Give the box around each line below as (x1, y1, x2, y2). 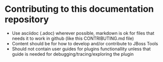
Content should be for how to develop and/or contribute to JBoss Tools (11, 40, 158, 46)
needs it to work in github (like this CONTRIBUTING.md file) (11, 35, 134, 41)
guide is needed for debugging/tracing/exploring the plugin (11, 51, 134, 57)
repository (4, 14, 49, 25)
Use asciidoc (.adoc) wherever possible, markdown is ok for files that (11, 30, 155, 36)
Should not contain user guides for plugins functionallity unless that (11, 46, 151, 52)
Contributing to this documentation (4, 3, 154, 15)
